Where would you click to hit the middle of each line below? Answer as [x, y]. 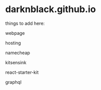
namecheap [18, 53]
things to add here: [25, 23]
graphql [13, 82]
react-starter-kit [22, 72]
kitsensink [16, 62]
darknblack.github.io [51, 9]
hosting [13, 43]
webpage [15, 33]
